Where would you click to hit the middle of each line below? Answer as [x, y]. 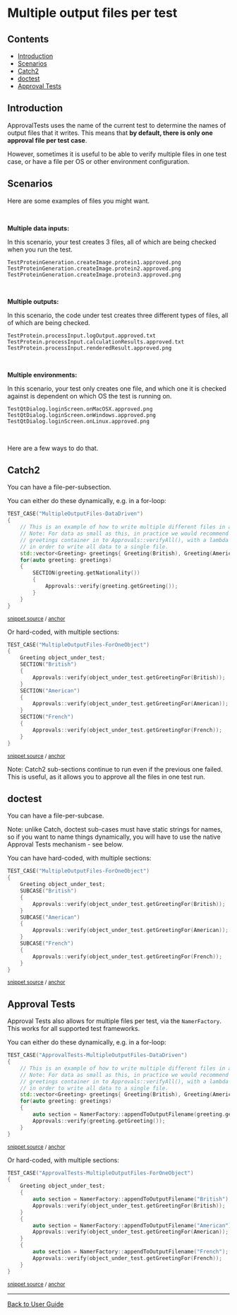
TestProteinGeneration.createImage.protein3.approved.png [94, 275]
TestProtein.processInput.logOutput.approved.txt [82, 336]
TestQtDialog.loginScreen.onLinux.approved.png [79, 421]
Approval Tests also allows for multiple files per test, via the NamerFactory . [115, 1021]
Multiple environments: [42, 375]
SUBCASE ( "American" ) [50, 917]
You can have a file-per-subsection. [59, 487]
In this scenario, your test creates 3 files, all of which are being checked [112, 242]
